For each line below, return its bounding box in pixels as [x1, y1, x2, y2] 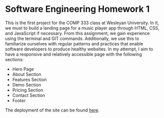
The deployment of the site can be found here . [5, 107, 99, 113]
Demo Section [12, 81, 41, 87]
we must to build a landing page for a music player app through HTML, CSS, [5, 25, 160, 31]
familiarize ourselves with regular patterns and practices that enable [5, 40, 144, 46]
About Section [12, 71, 41, 77]
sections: [5, 56, 24, 62]
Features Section [12, 77, 47, 82]
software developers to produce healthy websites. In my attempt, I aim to [5, 46, 154, 52]
